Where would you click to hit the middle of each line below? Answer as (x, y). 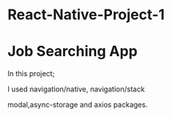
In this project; (31, 74)
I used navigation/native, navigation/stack (76, 89)
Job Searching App (72, 52)
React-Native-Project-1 (86, 15)
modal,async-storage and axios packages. (78, 105)
